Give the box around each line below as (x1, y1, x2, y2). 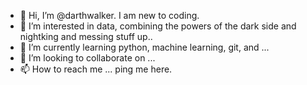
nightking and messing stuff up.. (19, 31, 153, 42)
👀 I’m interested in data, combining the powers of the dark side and (19, 20, 297, 32)
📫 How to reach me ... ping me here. (19, 63, 173, 75)
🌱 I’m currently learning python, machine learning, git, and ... (19, 41, 270, 53)
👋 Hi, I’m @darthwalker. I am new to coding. (19, 10, 200, 21)
